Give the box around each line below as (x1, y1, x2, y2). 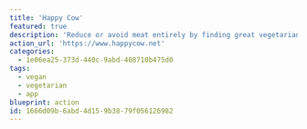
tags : (9, 64, 30, 74)
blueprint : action (9, 97, 79, 107)
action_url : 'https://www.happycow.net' (9, 38, 166, 48)
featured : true (9, 22, 68, 31)
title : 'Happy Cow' (9, 13, 84, 23)
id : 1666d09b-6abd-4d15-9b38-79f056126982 (9, 106, 174, 115)
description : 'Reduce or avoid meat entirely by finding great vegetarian (9, 30, 301, 39)
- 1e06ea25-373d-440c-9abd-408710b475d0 (17, 55, 174, 64)
